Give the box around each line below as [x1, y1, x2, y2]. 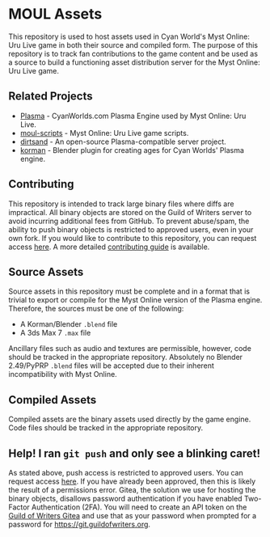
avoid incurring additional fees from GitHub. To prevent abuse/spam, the [8, 216, 250, 226]
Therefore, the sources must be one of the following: [8, 304, 184, 314]
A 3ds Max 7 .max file [19, 328, 91, 338]
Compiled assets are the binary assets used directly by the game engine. [8, 414, 251, 425]
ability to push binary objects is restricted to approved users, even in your [8, 224, 254, 235]
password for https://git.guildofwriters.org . [8, 519, 151, 529]
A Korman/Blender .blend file [19, 319, 118, 329]
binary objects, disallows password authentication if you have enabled [8, 494, 243, 503]
